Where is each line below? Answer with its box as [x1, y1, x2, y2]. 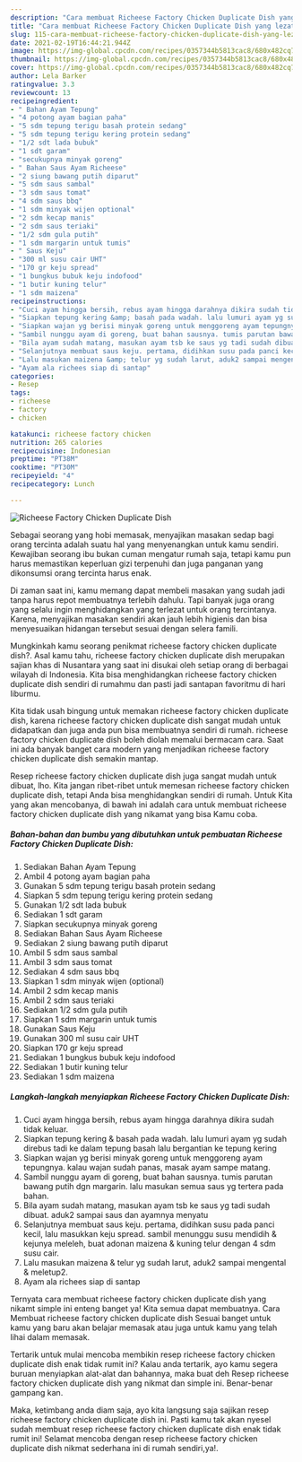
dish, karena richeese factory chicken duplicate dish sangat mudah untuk [10, 715, 281, 726]
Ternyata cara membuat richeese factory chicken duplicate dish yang [10, 1293, 267, 1304]
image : [10, 47, 35, 56]
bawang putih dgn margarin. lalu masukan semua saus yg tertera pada [22, 1180, 284, 1191]
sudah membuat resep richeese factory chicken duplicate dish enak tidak [10, 1423, 281, 1434]
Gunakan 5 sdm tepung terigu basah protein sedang [22, 880, 216, 891]
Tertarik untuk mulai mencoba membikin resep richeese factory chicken [10, 1349, 276, 1360]
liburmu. [10, 688, 41, 699]
